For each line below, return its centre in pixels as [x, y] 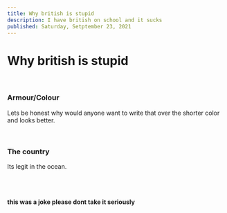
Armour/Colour [34, 98]
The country [28, 151]
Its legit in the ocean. [37, 166]
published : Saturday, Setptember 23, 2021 [69, 26]
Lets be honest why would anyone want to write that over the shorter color [113, 113]
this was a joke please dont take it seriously [71, 202]
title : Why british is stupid [51, 13]
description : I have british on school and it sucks [85, 20]
